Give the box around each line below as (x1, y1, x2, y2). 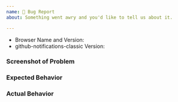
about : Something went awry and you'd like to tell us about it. (6, 14, 173, 20)
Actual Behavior (6, 89, 54, 98)
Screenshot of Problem (6, 58, 75, 66)
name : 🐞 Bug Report (6, 8, 55, 15)
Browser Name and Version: (14, 36, 85, 43)
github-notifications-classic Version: (14, 43, 105, 50)
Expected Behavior (6, 73, 63, 82)
